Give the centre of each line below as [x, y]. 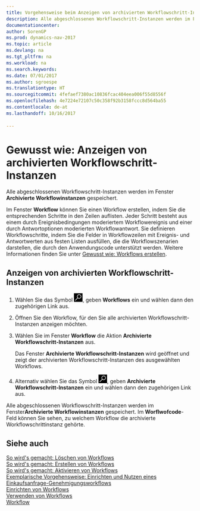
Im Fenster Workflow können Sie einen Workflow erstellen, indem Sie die [96, 210]
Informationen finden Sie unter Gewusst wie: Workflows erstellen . [87, 254]
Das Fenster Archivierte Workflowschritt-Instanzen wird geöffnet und [102, 354]
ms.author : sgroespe [32, 82]
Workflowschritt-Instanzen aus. [55, 342]
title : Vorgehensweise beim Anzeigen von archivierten [76, 13]
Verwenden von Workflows [39, 496]
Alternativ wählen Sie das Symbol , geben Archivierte [85, 381]
